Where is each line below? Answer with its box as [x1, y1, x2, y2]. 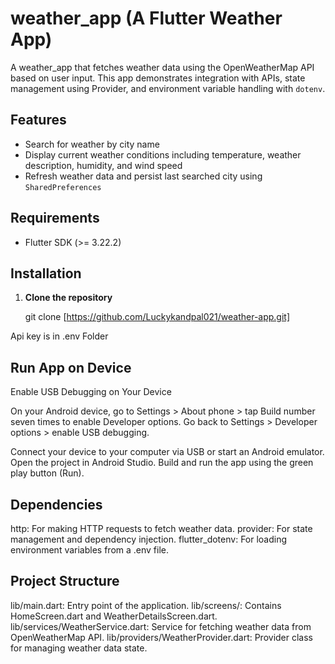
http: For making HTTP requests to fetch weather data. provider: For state [10, 523, 313, 534]
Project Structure [10, 573, 120, 590]
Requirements [10, 210, 100, 227]
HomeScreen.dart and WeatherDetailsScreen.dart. [10, 610, 218, 622]
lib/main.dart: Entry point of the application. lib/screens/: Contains [10, 599, 282, 611]
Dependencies [10, 496, 103, 513]
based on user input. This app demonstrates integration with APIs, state [10, 72, 306, 84]
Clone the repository [24, 292, 113, 304]
